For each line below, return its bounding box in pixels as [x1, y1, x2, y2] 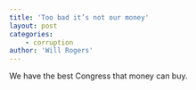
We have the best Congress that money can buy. [9, 70, 189, 81]
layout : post [9, 21, 58, 30]
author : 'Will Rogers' [9, 46, 94, 55]
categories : [9, 29, 53, 38]
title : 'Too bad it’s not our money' [9, 12, 150, 22]
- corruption [25, 37, 74, 47]
